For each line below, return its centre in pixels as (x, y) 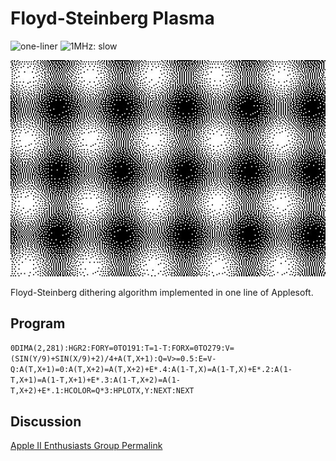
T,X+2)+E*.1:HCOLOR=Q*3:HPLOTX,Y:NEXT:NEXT (102, 391)
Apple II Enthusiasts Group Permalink (86, 446)
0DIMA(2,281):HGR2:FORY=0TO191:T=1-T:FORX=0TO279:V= (122, 348)
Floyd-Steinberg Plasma (112, 18)
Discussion (46, 421)
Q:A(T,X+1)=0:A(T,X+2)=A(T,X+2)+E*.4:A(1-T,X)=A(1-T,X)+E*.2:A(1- (151, 370)
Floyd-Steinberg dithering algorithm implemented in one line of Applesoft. (162, 292)
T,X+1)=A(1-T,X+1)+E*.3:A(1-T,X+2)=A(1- (96, 380)
